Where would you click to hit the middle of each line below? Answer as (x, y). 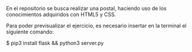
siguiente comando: (30, 32)
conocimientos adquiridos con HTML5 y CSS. (61, 14)
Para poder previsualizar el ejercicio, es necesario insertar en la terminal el (96, 26)
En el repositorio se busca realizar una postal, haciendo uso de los (86, 8)
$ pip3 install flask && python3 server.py (55, 43)
